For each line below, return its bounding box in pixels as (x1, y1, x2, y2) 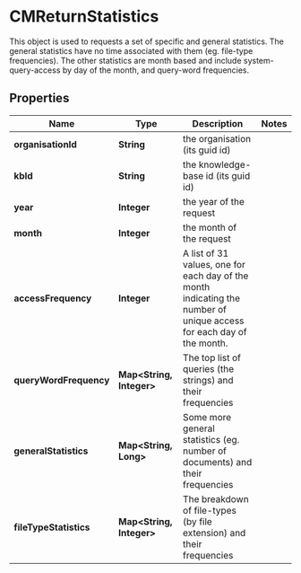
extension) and (182, 526, 246, 539)
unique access (182, 314, 245, 327)
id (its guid (205, 169, 251, 181)
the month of (182, 221, 237, 234)
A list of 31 (182, 247, 229, 260)
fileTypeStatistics (13, 521, 90, 533)
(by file (182, 515, 212, 527)
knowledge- (198, 158, 252, 171)
